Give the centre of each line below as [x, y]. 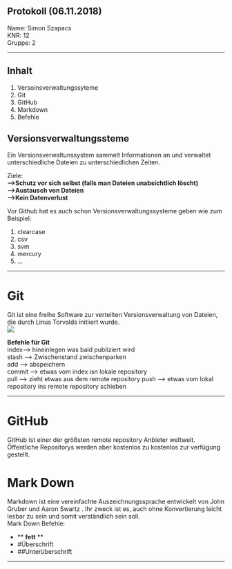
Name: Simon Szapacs [39, 28]
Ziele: [15, 176]
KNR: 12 [18, 35]
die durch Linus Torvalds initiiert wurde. [64, 322]
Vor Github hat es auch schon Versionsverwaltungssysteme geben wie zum [115, 211]
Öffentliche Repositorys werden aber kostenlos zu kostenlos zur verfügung [114, 447]
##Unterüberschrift [45, 552]
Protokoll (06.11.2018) [55, 11]
